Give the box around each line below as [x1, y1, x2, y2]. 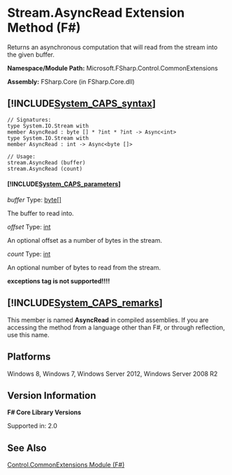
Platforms [7, 351, 51, 363]
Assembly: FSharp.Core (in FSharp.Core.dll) [7, 77, 135, 85]
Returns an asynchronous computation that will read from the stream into [7, 43, 218, 51]
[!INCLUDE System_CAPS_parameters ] [7, 180, 121, 188]
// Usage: [7, 153, 36, 160]
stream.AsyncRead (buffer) [7, 159, 86, 166]
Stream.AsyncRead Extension [7, 5, 185, 21]
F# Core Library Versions [7, 408, 82, 417]
